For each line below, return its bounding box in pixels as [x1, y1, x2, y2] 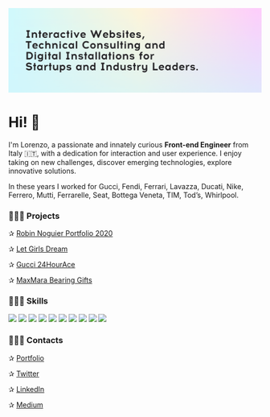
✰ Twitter [8, 369, 40, 378]
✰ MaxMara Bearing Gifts [8, 275, 92, 285]
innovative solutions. [8, 166, 76, 175]
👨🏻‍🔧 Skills [8, 295, 48, 306]
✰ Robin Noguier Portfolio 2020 [8, 229, 113, 238]
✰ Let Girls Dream [8, 244, 68, 254]
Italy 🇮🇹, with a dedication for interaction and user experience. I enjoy [8, 148, 243, 158]
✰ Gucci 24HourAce [8, 260, 76, 270]
